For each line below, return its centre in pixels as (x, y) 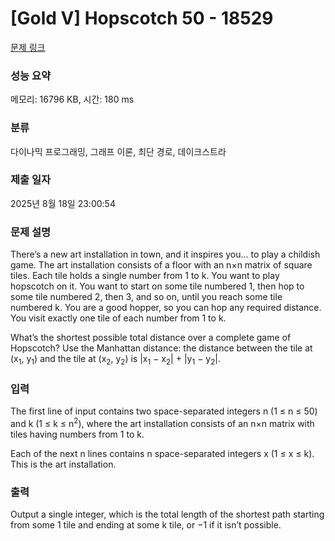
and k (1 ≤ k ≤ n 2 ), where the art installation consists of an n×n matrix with (162, 422)
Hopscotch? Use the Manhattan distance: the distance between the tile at (161, 348)
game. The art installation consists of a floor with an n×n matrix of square (161, 265)
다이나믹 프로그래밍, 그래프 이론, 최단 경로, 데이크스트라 (118, 151)
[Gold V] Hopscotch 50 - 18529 (142, 18)
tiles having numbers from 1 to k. (77, 434)
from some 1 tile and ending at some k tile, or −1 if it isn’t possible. (146, 525)
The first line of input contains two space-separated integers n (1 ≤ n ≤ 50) (164, 411)
